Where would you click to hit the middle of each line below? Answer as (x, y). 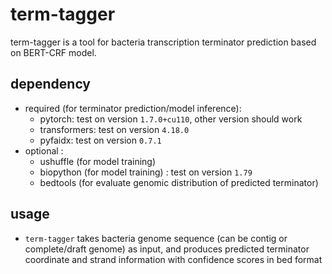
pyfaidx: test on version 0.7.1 (100, 140)
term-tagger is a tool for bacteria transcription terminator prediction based (163, 42)
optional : (44, 150)
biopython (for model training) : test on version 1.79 (146, 172)
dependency (51, 84)
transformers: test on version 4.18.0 (114, 129)
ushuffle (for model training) (98, 161)
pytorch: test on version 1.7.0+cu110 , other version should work (171, 119)
